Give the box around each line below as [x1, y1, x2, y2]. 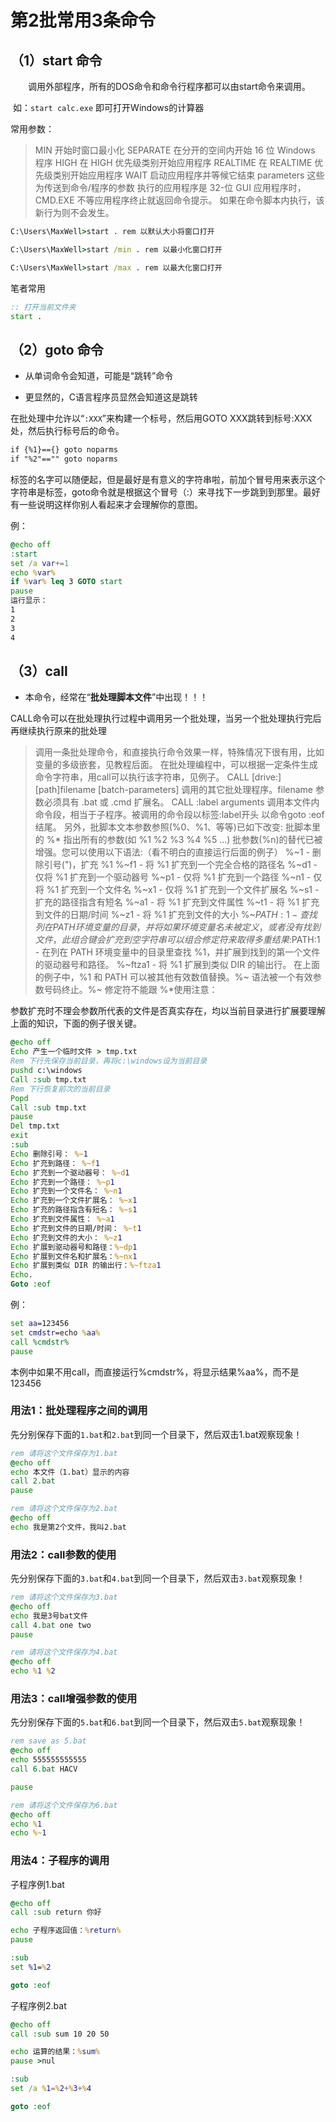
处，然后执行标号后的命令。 [10, 425, 125, 437]
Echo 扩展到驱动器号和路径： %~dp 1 [10, 1242, 138, 1252]
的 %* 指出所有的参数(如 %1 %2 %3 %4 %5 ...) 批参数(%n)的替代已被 [34, 834, 323, 846]
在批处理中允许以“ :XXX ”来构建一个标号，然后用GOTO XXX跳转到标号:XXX [10, 412, 313, 425]
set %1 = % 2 [10, 1962, 52, 1972]
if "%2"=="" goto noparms [10, 454, 118, 465]
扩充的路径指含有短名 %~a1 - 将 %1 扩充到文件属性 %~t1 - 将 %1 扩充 [34, 896, 320, 908]
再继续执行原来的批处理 [10, 725, 107, 737]
